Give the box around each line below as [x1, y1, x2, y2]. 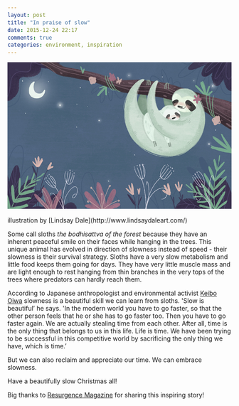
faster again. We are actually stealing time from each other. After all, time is [7, 319, 228, 328]
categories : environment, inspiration [7, 41, 122, 49]
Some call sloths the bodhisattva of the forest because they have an [7, 230, 208, 238]
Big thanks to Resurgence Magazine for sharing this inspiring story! [7, 391, 205, 400]
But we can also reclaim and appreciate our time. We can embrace [7, 356, 203, 364]
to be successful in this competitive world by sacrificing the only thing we [7, 334, 223, 343]
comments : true [7, 34, 53, 41]
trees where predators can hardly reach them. [7, 275, 142, 284]
